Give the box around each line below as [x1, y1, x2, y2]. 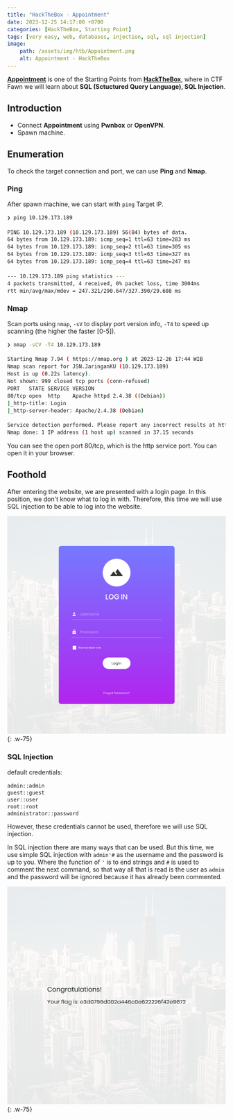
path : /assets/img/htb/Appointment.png [19, 48, 135, 55]
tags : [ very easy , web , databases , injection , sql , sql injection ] [7, 33, 207, 40]
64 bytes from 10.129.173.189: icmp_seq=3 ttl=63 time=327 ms [7, 251, 191, 258]
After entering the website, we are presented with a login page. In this [7, 487, 207, 495]
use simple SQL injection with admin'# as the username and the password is [7, 850, 224, 858]
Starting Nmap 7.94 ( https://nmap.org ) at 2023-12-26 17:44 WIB [7, 356, 203, 363]
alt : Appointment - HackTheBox [19, 56, 110, 62]
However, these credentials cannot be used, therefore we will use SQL [7, 822, 208, 831]
